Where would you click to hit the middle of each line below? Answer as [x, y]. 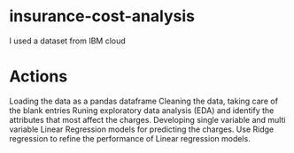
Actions [39, 76]
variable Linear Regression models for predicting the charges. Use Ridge [142, 129]
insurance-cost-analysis [102, 16]
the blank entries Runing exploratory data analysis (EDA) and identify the [142, 110]
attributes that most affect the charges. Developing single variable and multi [147, 119]
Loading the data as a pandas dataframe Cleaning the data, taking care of [144, 101]
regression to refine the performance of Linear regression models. [130, 138]
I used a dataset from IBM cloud [67, 41]
